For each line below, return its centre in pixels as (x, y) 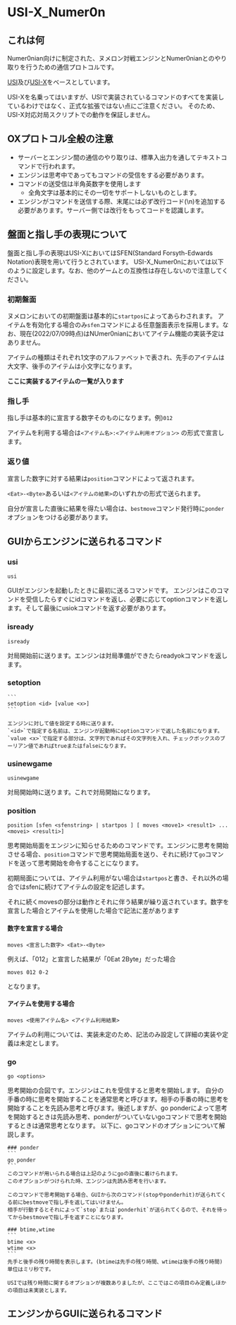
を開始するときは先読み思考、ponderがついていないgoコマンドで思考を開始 (117, 1117)
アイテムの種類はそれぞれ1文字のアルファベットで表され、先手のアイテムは (116, 357)
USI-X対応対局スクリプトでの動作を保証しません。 (81, 115)
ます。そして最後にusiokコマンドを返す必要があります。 (88, 608)
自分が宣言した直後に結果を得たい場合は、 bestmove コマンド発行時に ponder (116, 508)
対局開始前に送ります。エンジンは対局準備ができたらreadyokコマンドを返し (118, 655)
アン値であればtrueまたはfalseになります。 (73, 746)
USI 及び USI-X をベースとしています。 (61, 82)
